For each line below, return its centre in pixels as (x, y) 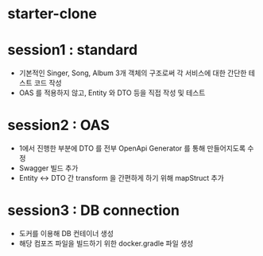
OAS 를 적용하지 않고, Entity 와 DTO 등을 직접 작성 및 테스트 (112, 93)
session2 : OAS (59, 126)
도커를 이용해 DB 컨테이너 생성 (66, 233)
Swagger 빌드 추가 (48, 168)
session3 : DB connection (94, 210)
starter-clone (52, 14)
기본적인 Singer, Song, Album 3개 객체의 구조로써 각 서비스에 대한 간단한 (133, 73)
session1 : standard (73, 50)
